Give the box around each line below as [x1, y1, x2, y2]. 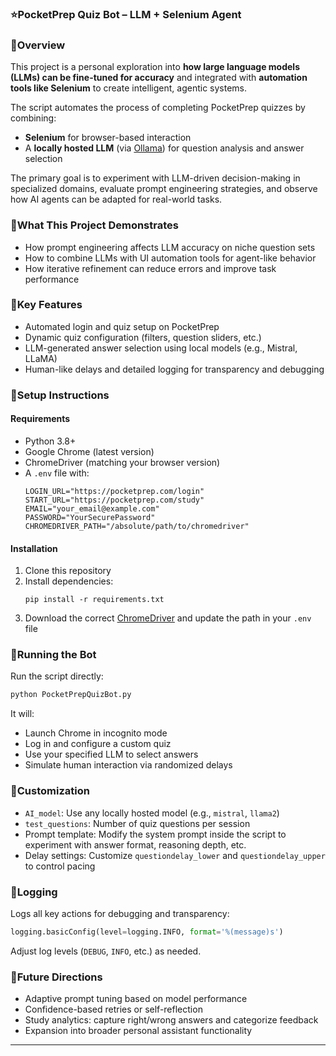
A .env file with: [24, 467, 90, 479]
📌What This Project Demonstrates [10, 218, 179, 232]
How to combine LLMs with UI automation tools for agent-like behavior [24, 252, 317, 264]
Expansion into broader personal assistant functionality [24, 1025, 253, 1037]
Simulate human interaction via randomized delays [24, 759, 233, 771]
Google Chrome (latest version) [24, 445, 155, 457]
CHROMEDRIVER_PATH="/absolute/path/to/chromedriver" [24, 521, 250, 531]
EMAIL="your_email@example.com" [24, 503, 160, 514]
